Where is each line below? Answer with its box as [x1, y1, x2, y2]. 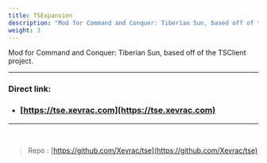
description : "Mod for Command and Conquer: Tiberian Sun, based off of [8, 19, 254, 27]
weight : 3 [8, 26, 41, 34]
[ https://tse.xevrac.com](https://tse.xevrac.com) [19, 104, 216, 116]
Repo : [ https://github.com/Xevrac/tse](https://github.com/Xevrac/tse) [27, 146, 258, 155]
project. [8, 56, 34, 66]
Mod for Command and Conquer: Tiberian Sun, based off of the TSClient [8, 48, 246, 58]
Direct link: [8, 84, 52, 95]
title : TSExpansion [8, 11, 73, 20]
